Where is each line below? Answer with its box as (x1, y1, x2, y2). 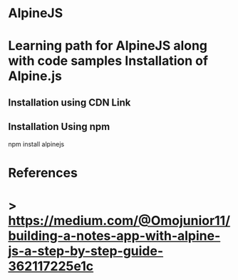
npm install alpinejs (8, 139, 65, 148)
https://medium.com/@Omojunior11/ (8, 212, 231, 229)
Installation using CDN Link (8, 96, 131, 109)
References (8, 164, 78, 181)
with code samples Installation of (8, 53, 209, 69)
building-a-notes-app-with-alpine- (8, 227, 221, 244)
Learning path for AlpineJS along (8, 38, 208, 54)
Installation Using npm (8, 121, 110, 133)
